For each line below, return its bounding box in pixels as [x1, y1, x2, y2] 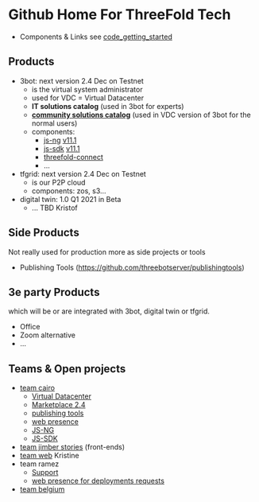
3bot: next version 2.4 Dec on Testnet [19, 76, 145, 85]
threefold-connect [43, 152, 103, 161]
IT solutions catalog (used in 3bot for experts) [31, 101, 184, 111]
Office [19, 322, 41, 332]
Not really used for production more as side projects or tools [8, 247, 206, 256]
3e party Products [8, 285, 100, 299]
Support [31, 468, 59, 477]
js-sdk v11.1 [43, 143, 80, 153]
